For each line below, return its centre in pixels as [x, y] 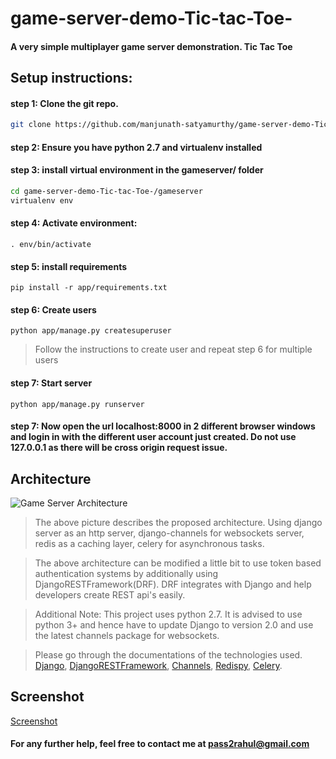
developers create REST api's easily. [110, 595]
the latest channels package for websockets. [127, 636]
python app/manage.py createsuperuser [91, 331]
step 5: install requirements [69, 266]
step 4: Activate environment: [74, 223]
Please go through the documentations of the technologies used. [168, 655]
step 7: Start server [51, 383]
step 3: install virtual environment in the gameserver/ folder [137, 170]
